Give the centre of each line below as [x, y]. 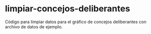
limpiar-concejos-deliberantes [68, 9]
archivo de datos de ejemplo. [34, 26]
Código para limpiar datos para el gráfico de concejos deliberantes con [76, 22]
